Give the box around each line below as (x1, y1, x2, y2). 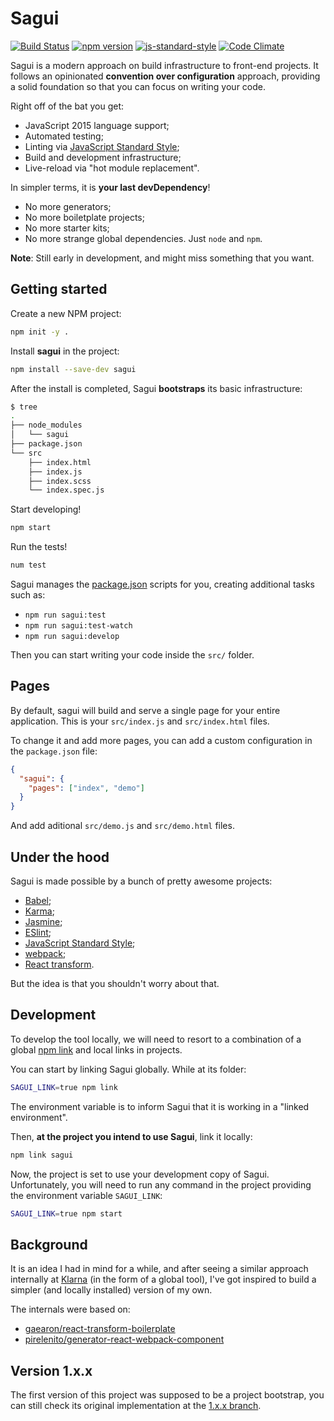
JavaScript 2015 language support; (24, 119, 170, 131)
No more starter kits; (24, 222, 110, 234)
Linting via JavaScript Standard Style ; (24, 140, 180, 152)
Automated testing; (24, 130, 104, 142)
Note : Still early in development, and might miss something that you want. (10, 252, 315, 264)
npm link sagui (10, 1150, 74, 1160)
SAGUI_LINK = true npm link (10, 1082, 118, 1092)
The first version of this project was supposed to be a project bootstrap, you (10, 1389, 325, 1401)
